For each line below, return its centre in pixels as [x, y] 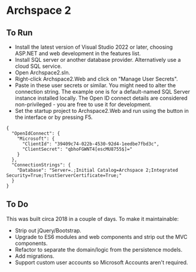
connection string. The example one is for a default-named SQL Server [102, 92]
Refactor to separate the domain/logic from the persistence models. [99, 249]
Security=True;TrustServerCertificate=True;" [64, 175]
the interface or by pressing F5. [54, 117]
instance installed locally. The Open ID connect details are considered [101, 98]
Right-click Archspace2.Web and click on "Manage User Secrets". [96, 79]
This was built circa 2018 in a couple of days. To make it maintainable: [92, 219]
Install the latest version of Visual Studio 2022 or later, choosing [94, 47]
